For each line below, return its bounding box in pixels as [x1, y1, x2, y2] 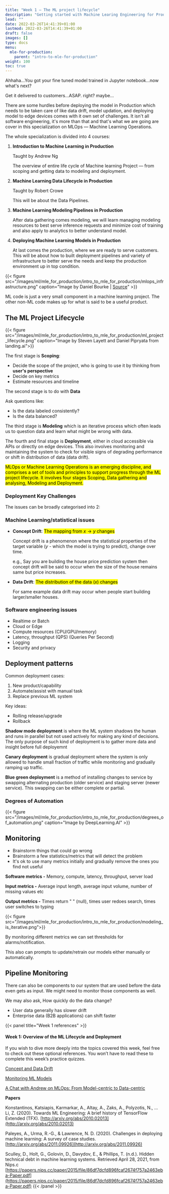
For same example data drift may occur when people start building [12, 588, 151, 595]
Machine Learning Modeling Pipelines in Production [12, 207, 123, 213]
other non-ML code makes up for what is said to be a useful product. [5, 299, 148, 305]
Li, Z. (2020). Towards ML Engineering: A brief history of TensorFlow [5, 1110, 148, 1116]
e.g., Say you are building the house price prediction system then [12, 558, 148, 564]
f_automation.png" [5, 820, 44, 826]
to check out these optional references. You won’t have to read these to [5, 1050, 153, 1056]
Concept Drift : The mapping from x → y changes [12, 528, 115, 534]
